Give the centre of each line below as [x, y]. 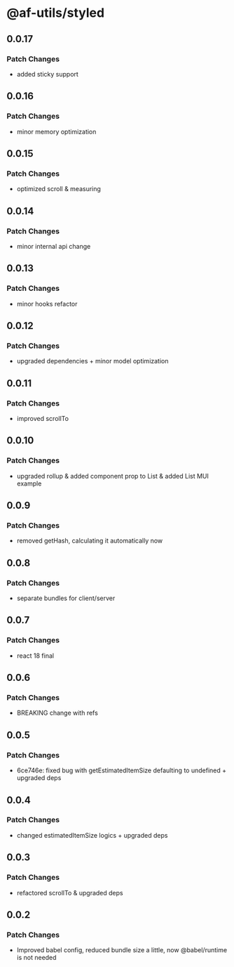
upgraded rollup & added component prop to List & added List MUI [113, 476]
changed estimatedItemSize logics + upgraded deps [92, 835]
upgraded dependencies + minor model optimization [92, 361]
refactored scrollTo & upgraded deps [70, 893]
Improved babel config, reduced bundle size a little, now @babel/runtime [122, 950]
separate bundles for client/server [66, 598]
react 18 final [35, 656]
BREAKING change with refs [57, 713]
